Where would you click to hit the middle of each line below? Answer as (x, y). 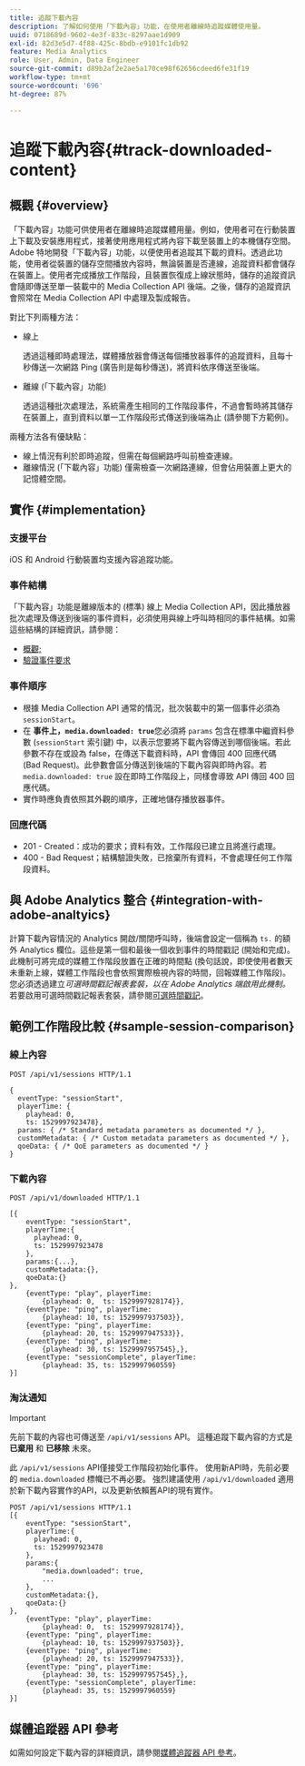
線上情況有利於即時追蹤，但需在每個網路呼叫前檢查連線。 (130, 455)
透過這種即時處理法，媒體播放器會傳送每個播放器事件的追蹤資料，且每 (154, 355)
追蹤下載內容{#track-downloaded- (141, 150)
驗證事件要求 (46, 660)
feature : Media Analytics (58, 52)
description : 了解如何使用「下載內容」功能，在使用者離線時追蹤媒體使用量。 (137, 26)
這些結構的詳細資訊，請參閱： (65, 630)
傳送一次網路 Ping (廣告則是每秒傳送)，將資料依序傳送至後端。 (148, 367)
